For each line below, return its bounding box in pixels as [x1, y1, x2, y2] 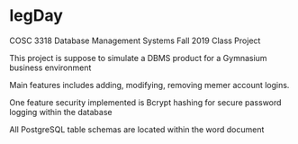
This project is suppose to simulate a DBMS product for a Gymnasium [9, 52, 267, 63]
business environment [9, 62, 92, 73]
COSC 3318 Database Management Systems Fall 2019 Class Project [9, 35, 261, 46]
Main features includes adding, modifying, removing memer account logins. [9, 79, 290, 90]
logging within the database [9, 106, 113, 117]
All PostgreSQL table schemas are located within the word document [9, 123, 265, 135]
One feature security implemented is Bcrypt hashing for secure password [9, 96, 282, 108]
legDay [9, 5, 63, 26]
